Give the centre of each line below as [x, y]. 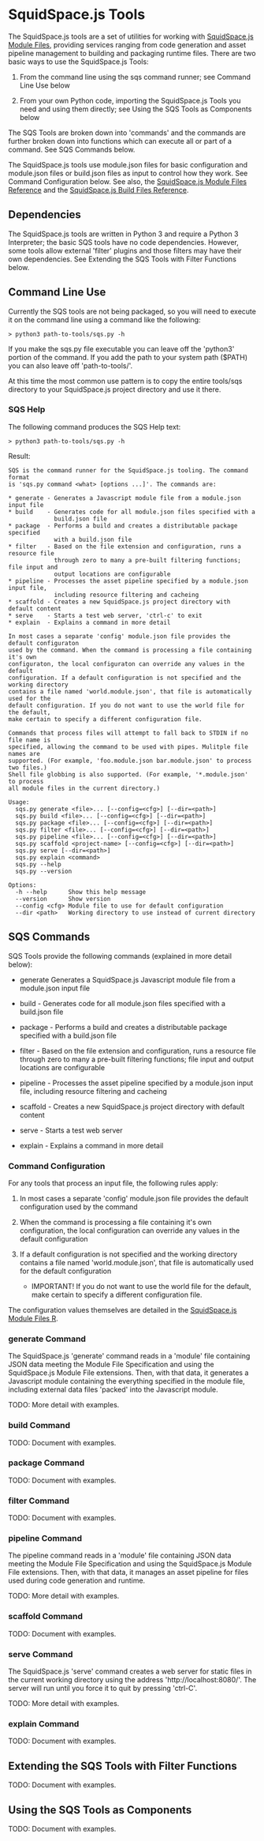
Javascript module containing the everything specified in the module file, [127, 1381]
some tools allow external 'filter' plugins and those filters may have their [125, 250]
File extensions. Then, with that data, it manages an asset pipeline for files [128, 1572]
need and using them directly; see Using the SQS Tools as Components [136, 109]
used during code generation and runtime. [77, 1580]
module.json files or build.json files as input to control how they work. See [128, 173]
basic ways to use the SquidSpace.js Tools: [78, 62]
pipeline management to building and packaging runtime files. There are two [132, 53]
